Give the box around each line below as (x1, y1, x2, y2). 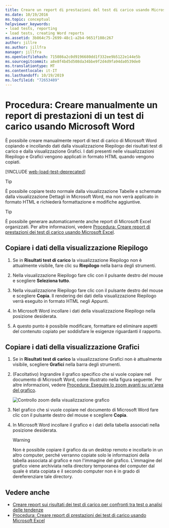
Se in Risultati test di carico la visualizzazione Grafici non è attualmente (12, 356, 162, 362)
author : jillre (5, 40, 37, 45)
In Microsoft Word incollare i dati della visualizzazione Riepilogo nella (12, 308, 156, 314)
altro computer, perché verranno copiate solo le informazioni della (12, 452, 149, 458)
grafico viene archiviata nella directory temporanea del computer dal (12, 463, 155, 469)
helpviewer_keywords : (5, 21, 51, 27)
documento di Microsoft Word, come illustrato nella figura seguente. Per (12, 376, 162, 383)
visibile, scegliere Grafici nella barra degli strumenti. (12, 361, 121, 368)
